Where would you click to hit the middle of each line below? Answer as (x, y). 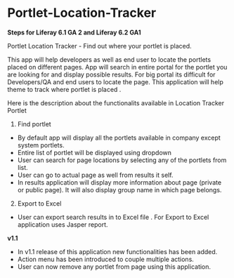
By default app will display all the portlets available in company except (119, 138)
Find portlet (34, 124)
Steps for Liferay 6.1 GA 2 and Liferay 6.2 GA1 (74, 32)
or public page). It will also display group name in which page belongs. (119, 190)
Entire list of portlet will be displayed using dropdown (95, 152)
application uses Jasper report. (63, 224)
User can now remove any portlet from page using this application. (114, 266)
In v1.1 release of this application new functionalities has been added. (117, 251)
